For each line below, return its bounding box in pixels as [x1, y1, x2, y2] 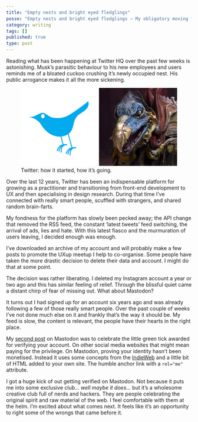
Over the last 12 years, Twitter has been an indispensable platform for [6, 178, 175, 185]
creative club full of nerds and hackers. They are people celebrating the [6, 390, 180, 397]
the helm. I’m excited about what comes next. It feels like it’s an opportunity [6, 403, 189, 410]
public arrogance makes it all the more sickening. [6, 77, 126, 83]
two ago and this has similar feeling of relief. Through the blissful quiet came [6, 281, 192, 288]
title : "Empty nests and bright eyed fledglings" [6, 9, 131, 15]
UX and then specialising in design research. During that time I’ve [6, 191, 165, 197]
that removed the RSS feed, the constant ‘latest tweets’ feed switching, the [6, 221, 187, 228]
